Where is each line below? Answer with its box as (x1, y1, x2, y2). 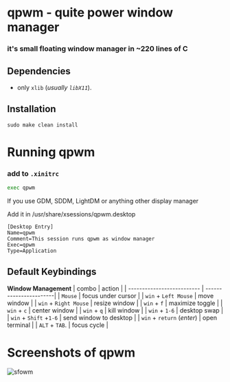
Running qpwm (7, 144, 95, 159)
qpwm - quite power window (7, 5, 174, 21)
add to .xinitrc (7, 168, 60, 178)
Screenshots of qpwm (7, 345, 136, 361)
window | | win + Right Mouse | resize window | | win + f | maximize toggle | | (7, 299, 223, 307)
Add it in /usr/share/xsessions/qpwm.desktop (7, 210, 136, 218)
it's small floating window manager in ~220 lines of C (7, 44, 188, 54)
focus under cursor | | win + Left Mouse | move (82, 291, 214, 300)
